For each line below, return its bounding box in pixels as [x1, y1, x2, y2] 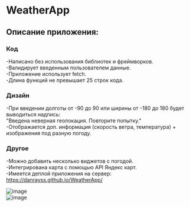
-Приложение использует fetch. [6, 70, 87, 77]
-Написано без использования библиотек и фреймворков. [6, 58, 153, 65]
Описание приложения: [6, 27, 99, 37]
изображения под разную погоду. [6, 130, 91, 137]
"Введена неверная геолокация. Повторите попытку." [6, 117, 142, 124]
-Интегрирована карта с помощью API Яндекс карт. [6, 164, 137, 171]
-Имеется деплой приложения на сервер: [6, 170, 112, 177]
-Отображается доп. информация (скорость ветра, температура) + [6, 123, 176, 131]
